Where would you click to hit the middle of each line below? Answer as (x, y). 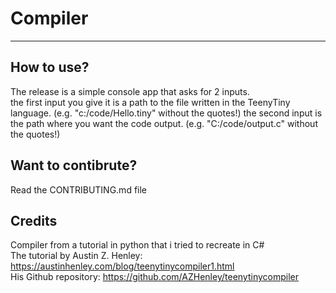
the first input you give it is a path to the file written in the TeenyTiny (150, 102)
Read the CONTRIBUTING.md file (79, 189)
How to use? (50, 67)
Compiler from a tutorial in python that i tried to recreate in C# (137, 245)
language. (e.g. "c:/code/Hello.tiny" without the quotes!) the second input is (166, 113)
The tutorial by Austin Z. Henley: (76, 256)
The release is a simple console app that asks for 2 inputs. (130, 91)
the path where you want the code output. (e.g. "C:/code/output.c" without (164, 123)
